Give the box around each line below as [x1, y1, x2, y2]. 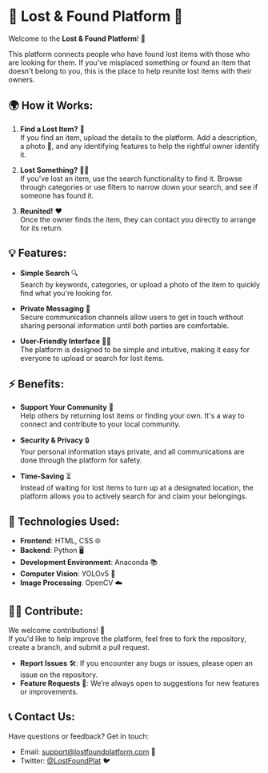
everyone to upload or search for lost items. [19, 353, 165, 362]
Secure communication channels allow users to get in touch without [19, 312, 244, 322]
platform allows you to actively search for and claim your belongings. [19, 491, 248, 501]
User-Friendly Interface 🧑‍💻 [19, 336, 112, 346]
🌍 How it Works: [8, 99, 94, 113]
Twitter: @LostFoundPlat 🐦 [19, 755, 111, 765]
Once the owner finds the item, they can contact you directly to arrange [19, 214, 256, 224]
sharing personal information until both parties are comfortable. [19, 320, 230, 330]
